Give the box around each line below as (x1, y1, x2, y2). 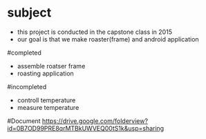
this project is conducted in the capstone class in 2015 (17, 28, 173, 36)
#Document (7, 116, 41, 125)
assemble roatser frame (17, 62, 86, 70)
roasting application (17, 69, 74, 77)
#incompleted (7, 82, 47, 91)
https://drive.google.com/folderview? (41, 116, 149, 125)
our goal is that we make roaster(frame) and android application (17, 35, 199, 43)
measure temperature (17, 103, 79, 111)
